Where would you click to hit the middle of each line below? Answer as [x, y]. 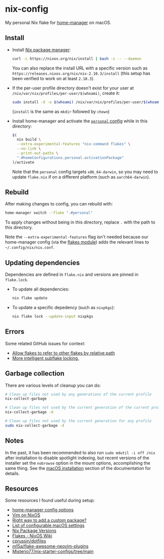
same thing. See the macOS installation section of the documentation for [78, 468]
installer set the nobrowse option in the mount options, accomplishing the [78, 463]
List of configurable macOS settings [48, 525]
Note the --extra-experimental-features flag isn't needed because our [77, 237]
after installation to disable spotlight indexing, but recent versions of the [77, 458]
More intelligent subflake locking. [45, 358]
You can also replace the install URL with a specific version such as [80, 68]
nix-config [27, 9]
